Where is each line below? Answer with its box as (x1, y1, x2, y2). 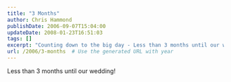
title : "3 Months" (7, 10, 60, 17)
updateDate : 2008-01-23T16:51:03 (7, 29, 103, 36)
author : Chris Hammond (7, 16, 72, 23)
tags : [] (7, 36, 32, 42)
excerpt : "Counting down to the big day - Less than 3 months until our (7, 42, 220, 49)
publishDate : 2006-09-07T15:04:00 (7, 23, 107, 29)
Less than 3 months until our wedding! (7, 66, 115, 75)
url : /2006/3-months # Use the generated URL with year (7, 49, 174, 55)
